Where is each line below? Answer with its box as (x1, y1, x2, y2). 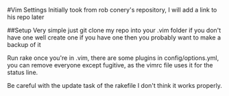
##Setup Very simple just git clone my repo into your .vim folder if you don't (7, 27, 221, 34)
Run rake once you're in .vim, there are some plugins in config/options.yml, (7, 54, 219, 62)
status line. (7, 68, 38, 76)
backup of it (7, 41, 41, 48)
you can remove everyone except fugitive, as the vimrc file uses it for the (7, 61, 213, 69)
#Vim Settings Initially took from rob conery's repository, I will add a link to (7, 6, 217, 14)
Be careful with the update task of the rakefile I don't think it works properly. (7, 82, 223, 89)
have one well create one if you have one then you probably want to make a (7, 33, 221, 42)
